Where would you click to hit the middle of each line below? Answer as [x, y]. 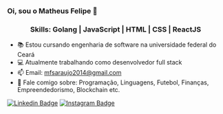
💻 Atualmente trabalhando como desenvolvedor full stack [99, 62]
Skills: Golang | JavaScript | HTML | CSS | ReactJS [116, 29]
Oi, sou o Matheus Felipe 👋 [52, 11]
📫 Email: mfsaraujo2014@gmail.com [69, 73]
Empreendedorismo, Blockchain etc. [68, 90]
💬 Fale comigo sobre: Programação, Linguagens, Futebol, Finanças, [113, 82]
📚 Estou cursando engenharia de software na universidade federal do [117, 45]
